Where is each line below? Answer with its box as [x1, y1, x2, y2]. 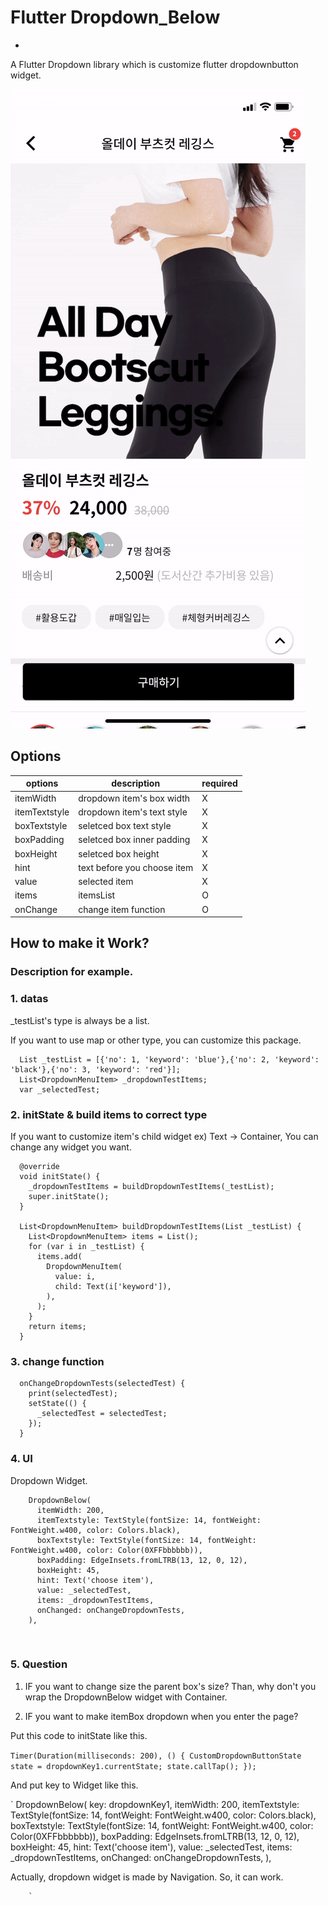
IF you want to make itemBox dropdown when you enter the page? [24, 1710, 299, 1722]
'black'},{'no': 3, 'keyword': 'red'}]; [10, 1064, 182, 1075]
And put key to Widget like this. [10, 1779, 139, 1791]
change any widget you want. [10, 1141, 132, 1153]
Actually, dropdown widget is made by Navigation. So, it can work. [10, 1871, 284, 1883]
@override [19, 1161, 60, 1171]
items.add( [36, 1251, 83, 1261]
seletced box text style [78, 820, 172, 831]
